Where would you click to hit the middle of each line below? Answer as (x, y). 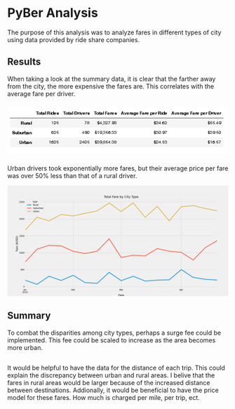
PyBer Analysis (53, 13)
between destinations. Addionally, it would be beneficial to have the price (113, 390)
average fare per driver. (41, 93)
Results (24, 62)
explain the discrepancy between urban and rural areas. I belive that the (111, 375)
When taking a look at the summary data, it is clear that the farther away (112, 79)
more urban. (25, 347)
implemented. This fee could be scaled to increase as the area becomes (112, 340)
